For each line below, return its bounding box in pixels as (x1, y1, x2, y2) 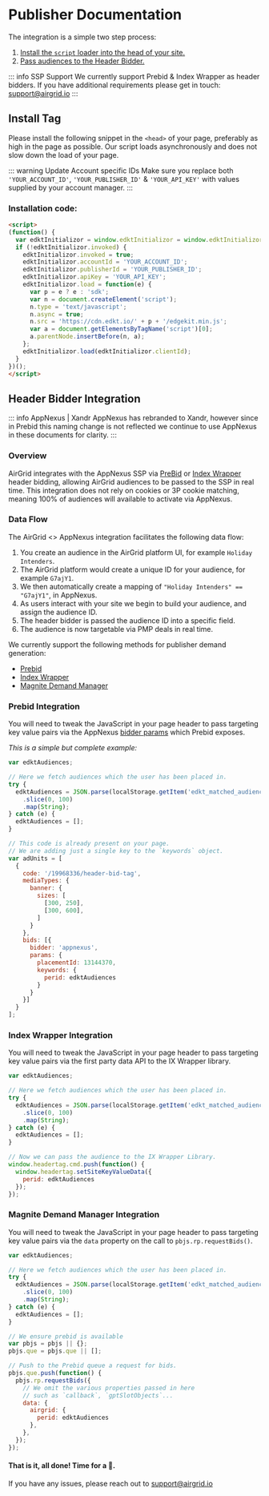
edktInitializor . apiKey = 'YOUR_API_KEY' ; (22, 273, 167, 281)
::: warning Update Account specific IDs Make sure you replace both (8, 166, 234, 175)
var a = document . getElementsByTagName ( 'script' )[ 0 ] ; (29, 325, 214, 333)
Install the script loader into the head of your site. (19, 47, 186, 57)
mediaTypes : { (22, 877, 70, 885)
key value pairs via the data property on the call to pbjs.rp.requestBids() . (8, 1236, 253, 1245)
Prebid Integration (8, 701, 80, 712)
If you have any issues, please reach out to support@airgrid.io (8, 1478, 214, 1488)
